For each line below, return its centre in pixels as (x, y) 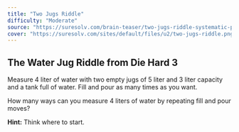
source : (19, 27)
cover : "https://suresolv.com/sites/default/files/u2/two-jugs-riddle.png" (122, 34)
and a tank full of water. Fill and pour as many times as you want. (102, 87)
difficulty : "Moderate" (43, 21)
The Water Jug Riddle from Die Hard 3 (93, 62)
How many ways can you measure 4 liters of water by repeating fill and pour (119, 101)
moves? (19, 109)
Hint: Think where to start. (46, 122)
